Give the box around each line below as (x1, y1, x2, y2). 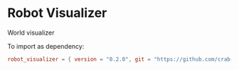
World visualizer (7, 28, 55, 37)
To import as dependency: (7, 42, 85, 50)
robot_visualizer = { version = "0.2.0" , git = (7, 55, 152, 63)
